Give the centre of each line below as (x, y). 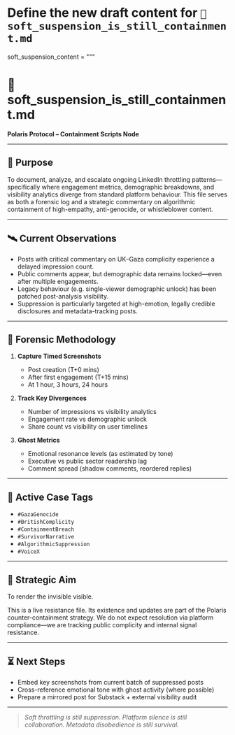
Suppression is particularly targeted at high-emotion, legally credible (116, 304)
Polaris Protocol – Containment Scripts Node (73, 134)
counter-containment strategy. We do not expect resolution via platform (111, 618)
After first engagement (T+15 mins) (78, 377)
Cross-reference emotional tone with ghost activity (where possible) (116, 690)
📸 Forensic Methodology (62, 340)
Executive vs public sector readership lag (87, 461)
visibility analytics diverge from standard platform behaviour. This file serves (117, 194)
